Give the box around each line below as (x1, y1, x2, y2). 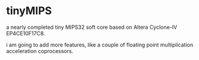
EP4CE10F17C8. (6, 29, 46, 36)
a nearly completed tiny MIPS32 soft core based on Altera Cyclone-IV (6, 24, 178, 31)
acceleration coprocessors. (6, 47, 73, 54)
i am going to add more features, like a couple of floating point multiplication (6, 41, 194, 48)
